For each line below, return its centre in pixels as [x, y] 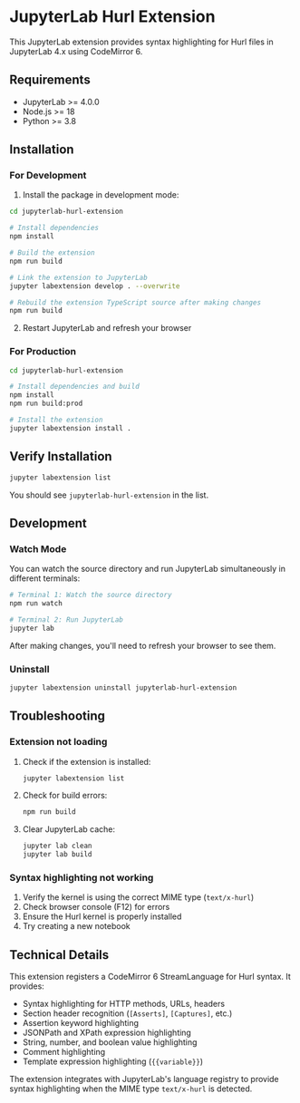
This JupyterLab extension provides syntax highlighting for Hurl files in [141, 42]
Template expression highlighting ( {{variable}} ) [113, 1061]
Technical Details [59, 955]
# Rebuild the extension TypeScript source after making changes [135, 302]
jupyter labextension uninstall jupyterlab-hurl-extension [123, 688]
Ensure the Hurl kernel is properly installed [102, 916]
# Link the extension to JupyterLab [78, 277]
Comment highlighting [64, 1052]
